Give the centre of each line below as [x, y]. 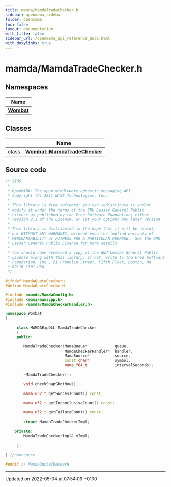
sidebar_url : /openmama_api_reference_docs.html [58, 39]
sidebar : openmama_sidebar [34, 15]
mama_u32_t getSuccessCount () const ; [63, 393]
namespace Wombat [24, 314]
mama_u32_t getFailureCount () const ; [63, 412]
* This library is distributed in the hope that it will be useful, [82, 229]
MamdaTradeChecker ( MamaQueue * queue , [76, 346]
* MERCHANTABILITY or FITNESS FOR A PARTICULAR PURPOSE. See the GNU [84, 238]
